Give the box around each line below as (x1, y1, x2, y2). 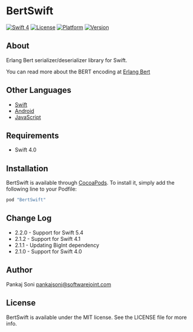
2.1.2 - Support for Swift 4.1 (14, 235, 81, 242)
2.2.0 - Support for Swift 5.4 (14, 229, 84, 236)
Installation (6, 163, 48, 173)
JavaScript (14, 114, 41, 121)
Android (14, 107, 34, 114)
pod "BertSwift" (6, 197, 46, 203)
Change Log (6, 213, 52, 223)
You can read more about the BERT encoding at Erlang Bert (6, 68, 151, 75)
